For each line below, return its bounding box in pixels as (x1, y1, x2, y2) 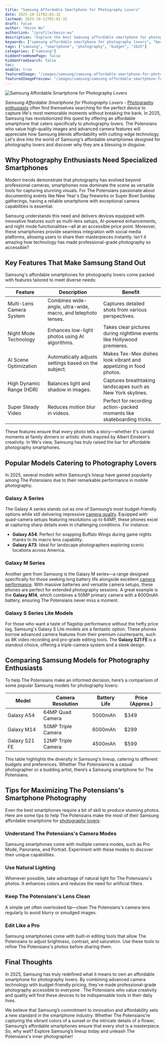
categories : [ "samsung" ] (5, 49, 56, 53)
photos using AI (47, 333, 84, 340)
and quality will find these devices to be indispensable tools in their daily (5, 992, 153, 998)
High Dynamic (7, 380, 41, 387)
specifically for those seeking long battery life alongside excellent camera (5, 576, 156, 582)
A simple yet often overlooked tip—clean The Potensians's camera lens (5, 904, 150, 910)
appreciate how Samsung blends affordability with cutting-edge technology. (5, 131, 160, 137)
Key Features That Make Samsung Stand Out (5, 259, 146, 267)
